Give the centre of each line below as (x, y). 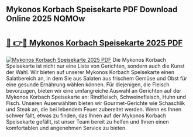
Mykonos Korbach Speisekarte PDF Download (92, 10)
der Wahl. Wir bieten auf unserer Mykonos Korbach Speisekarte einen (90, 72)
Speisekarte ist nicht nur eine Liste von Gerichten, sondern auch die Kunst (95, 66)
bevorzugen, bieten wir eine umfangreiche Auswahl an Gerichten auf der (94, 91)
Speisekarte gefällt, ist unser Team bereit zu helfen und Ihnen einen (88, 122)
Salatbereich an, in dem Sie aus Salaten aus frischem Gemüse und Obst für (96, 78)
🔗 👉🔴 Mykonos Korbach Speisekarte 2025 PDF (94, 43)
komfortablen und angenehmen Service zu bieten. (66, 128)
